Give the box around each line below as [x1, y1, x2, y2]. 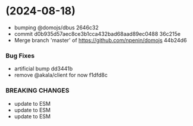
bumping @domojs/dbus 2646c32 [14, 24, 99, 31]
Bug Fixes [5, 51, 35, 60]
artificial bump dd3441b [14, 65, 73, 72]
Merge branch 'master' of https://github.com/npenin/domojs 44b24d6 [14, 36, 187, 44]
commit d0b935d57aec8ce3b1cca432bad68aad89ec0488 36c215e [14, 30, 181, 37]
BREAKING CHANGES [5, 87, 70, 95]
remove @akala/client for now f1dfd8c [14, 72, 108, 79]
